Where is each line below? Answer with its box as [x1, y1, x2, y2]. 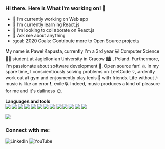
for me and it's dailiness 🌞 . [5, 88, 63, 94]
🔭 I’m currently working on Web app [12, 16, 88, 22]
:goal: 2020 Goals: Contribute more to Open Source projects [12, 38, 140, 44]
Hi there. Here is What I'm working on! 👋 [5, 5, 106, 12]
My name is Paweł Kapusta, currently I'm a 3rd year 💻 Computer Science [5, 48, 160, 54]
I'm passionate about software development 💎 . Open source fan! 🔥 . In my [5, 63, 159, 69]
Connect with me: [5, 127, 50, 134]
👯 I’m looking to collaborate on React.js [12, 27, 95, 33]
